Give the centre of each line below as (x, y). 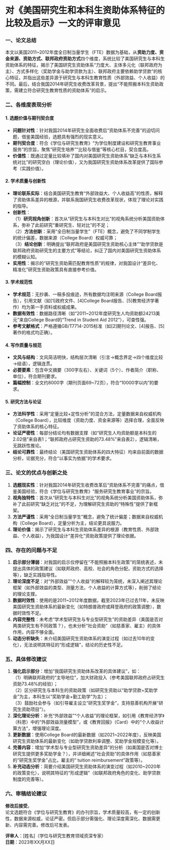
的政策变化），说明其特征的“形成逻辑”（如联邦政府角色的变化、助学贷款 (87, 773)
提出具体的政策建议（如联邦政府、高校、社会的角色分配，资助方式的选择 (88, 569)
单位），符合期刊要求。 (36, 376)
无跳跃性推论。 (28, 446)
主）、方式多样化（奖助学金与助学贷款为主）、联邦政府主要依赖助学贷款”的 (82, 71)
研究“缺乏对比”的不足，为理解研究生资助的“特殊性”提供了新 (92, 504)
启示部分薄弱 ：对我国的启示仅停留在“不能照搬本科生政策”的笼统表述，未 (88, 562)
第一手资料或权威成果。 (55, 307)
